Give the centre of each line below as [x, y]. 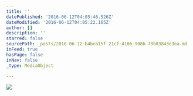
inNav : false [22, 60]
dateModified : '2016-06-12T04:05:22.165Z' [59, 22]
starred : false [25, 38]
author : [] [19, 28]
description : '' [26, 33]
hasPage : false [25, 55]
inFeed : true [22, 49]
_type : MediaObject [30, 65]
